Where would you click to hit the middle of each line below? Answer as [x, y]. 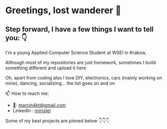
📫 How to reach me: [27, 93]
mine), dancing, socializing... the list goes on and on [60, 83]
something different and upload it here [46, 68]
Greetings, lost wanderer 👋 [63, 10]
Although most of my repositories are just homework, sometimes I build [81, 62]
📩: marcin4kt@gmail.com [39, 105]
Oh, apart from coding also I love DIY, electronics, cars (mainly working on [84, 78]
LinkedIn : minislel [32, 111]
